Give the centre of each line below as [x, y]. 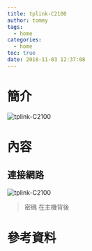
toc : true [22, 53]
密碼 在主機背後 [47, 207]
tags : [15, 27]
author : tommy [28, 20]
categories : [24, 40]
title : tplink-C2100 [37, 14]
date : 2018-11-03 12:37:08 [46, 60]
